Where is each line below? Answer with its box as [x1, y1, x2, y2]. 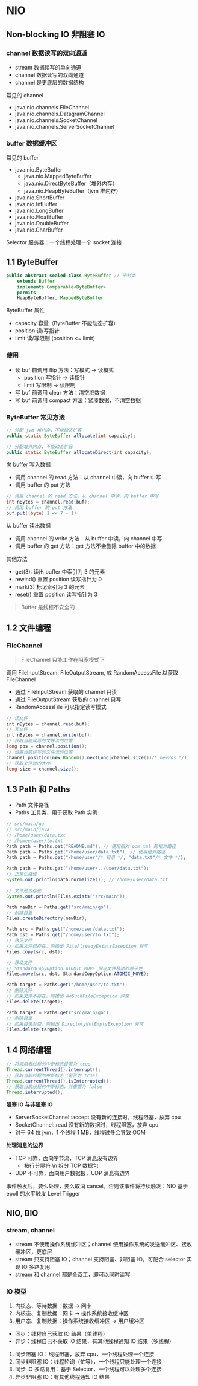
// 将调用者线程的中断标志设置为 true [6, 1061, 91, 1067]
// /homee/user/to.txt [6, 838, 63, 844]
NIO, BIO [6, 1208, 39, 1218]
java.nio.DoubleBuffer [14, 220, 69, 227]
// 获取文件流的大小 [6, 760, 51, 766]
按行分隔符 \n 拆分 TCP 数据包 [23, 1162, 99, 1170]
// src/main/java [6, 826, 50, 833]
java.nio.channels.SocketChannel [14, 116, 98, 124]
